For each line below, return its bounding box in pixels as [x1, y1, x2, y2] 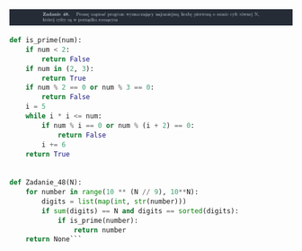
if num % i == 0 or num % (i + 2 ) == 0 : [41, 121, 195, 130]
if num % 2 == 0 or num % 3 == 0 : [25, 83, 155, 93]
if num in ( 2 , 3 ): [25, 64, 94, 73]
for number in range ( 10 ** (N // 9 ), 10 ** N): [25, 188, 200, 197]
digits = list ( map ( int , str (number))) [41, 197, 187, 206]
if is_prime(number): [57, 216, 139, 225]
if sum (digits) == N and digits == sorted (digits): [41, 206, 240, 215]
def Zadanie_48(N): [9, 178, 83, 187]
